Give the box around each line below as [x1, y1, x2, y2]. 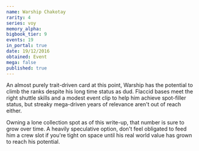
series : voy [6, 20, 36, 26]
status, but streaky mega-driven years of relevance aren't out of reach [6, 101, 182, 108]
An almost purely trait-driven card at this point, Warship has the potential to [6, 82, 193, 89]
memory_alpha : [6, 25, 42, 32]
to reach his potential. [6, 138, 60, 146]
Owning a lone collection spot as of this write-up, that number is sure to [6, 119, 185, 126]
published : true [6, 65, 47, 71]
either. [6, 107, 22, 115]
